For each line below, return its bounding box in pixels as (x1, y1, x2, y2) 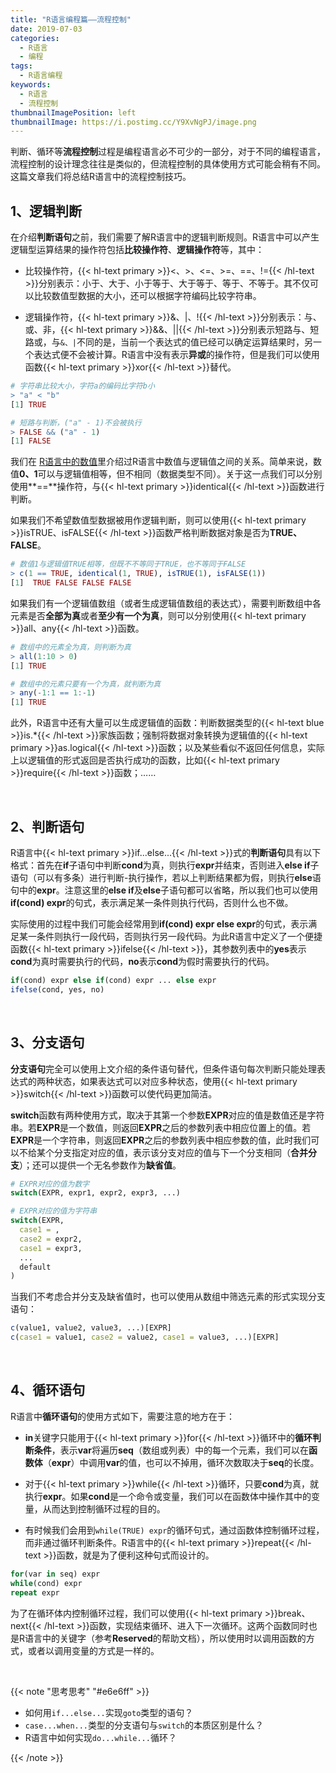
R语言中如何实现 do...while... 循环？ (24, 1731, 177, 1743)
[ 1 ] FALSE (10, 436, 52, 446)
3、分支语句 (10, 1034, 85, 1051)
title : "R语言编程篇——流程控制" (10, 14, 132, 25)
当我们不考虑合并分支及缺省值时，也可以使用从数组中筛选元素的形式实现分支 (10, 1291, 326, 1303)
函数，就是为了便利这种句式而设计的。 (56, 1549, 215, 1561)
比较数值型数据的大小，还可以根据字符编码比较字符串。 (33, 290, 262, 302)
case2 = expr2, (19, 1234, 83, 1244)
